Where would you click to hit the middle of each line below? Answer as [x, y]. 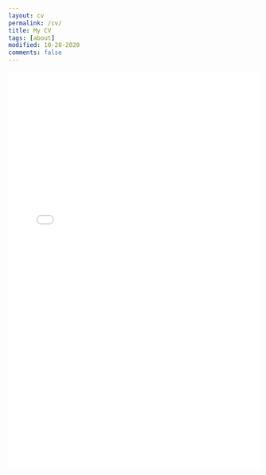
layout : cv [26, 16]
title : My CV [30, 30]
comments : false [35, 53]
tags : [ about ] [32, 38]
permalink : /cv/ [35, 23]
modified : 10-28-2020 [44, 45]
